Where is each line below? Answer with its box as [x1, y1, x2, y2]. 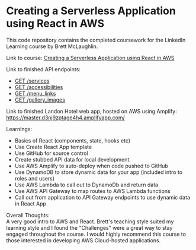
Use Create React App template [14, 143, 92, 150]
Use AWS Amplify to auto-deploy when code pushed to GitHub [14, 162, 169, 169]
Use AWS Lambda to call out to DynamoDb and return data [14, 181, 159, 188]
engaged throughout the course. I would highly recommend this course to [6, 230, 187, 238]
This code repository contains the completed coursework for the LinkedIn [6, 36, 186, 43]
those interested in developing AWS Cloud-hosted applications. [6, 236, 161, 244]
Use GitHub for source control [14, 150, 88, 157]
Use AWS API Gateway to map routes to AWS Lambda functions [14, 187, 171, 194]
